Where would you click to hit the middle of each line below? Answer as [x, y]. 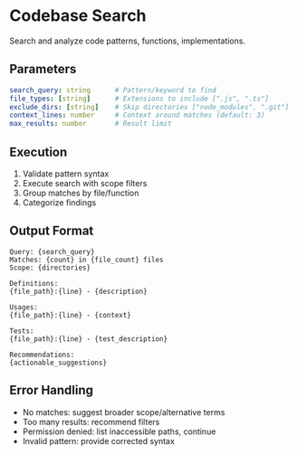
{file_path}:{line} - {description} [78, 291]
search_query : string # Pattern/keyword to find [113, 90]
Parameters [43, 69]
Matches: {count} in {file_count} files [87, 260]
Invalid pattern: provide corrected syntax [98, 441]
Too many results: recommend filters [91, 422]
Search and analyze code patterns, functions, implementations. [128, 41]
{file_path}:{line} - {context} [70, 315]
